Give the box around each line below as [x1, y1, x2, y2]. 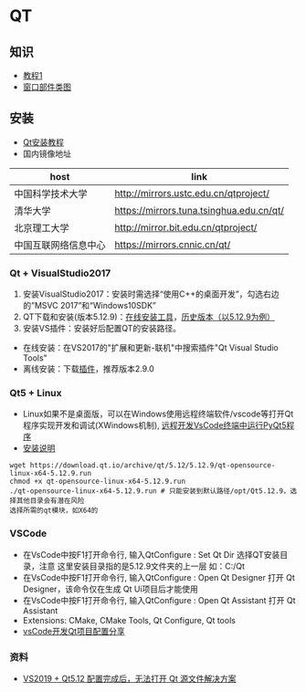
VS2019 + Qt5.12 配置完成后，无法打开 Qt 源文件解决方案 [22, 673, 237, 684]
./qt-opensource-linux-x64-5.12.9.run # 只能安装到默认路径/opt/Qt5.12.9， [9, 487, 290, 496]
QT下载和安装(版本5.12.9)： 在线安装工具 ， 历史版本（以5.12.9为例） [22, 311, 276, 322]
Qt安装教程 [22, 136, 65, 147]
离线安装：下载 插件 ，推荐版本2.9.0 [22, 363, 155, 374]
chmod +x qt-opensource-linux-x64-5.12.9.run [9, 477, 185, 487]
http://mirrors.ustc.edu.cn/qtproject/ [114, 186, 270, 199]
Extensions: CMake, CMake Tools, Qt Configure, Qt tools [22, 614, 236, 625]
